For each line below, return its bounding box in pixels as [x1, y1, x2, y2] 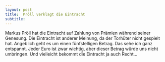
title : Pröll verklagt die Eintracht [5, 12, 85, 17]
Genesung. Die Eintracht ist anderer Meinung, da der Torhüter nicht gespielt [5, 35, 160, 41]
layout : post [5, 7, 32, 12]
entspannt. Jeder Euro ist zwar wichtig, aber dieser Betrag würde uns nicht [5, 46, 159, 52]
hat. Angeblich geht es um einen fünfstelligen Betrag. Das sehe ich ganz [5, 41, 153, 47]
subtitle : [5, 16, 26, 21]
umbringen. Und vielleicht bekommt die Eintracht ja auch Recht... [5, 51, 138, 57]
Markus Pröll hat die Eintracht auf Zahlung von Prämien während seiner [5, 30, 151, 36]
